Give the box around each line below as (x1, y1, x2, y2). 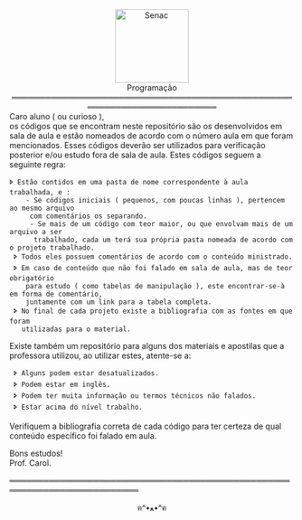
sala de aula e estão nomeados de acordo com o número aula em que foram (9, 130, 294, 141)
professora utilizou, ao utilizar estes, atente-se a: (9, 350, 192, 361)
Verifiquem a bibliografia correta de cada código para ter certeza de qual (9, 421, 282, 431)
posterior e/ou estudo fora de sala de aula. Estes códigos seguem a (9, 149, 261, 160)
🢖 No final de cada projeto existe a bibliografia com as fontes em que (13, 307, 293, 316)
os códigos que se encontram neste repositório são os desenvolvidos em (9, 121, 283, 131)
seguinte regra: (9, 159, 66, 170)
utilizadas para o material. (21, 325, 131, 334)
